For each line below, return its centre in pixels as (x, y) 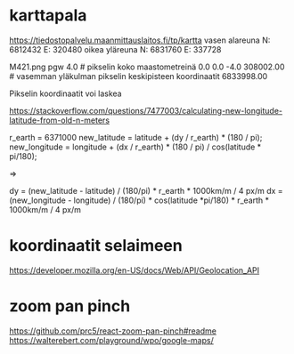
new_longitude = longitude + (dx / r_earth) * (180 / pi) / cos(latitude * (135, 147)
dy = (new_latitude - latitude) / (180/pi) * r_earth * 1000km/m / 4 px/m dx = (146, 190)
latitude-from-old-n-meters (59, 120)
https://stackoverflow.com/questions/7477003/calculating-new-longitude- (146, 110)
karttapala (48, 16)
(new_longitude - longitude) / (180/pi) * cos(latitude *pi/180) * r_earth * (139, 200)
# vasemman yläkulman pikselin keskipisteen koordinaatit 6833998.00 (139, 76)
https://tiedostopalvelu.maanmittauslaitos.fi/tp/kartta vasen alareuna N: (140, 40)
